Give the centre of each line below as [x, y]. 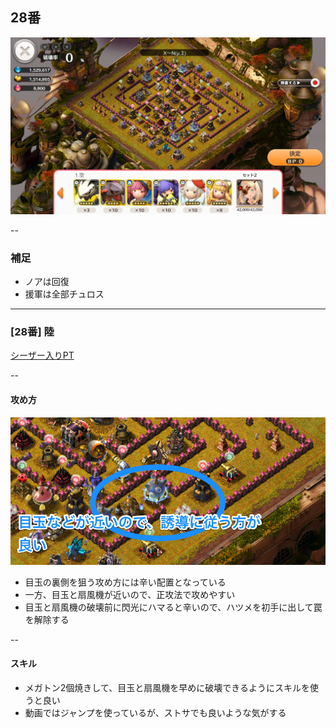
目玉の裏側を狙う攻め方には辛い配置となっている [125, 582]
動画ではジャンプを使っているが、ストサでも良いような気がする [155, 712]
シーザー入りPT [42, 355]
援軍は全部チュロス [64, 294]
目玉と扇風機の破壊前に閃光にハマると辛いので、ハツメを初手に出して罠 [173, 607]
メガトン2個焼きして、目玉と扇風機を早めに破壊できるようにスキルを [167, 687]
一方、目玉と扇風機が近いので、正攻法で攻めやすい [130, 594]
